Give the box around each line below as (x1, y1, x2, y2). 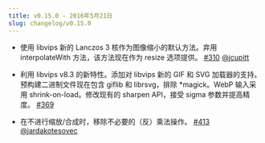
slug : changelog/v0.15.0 (8, 19, 92, 27)
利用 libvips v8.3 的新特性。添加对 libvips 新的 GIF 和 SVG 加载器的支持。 (19, 69, 262, 79)
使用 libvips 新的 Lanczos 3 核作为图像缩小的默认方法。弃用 (19, 42, 218, 52)
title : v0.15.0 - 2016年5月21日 (8, 11, 113, 20)
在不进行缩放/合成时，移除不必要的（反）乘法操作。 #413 (19, 116, 210, 126)
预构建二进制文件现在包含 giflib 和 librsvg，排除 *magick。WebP (19, 80, 234, 89)
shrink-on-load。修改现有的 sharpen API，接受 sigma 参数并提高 (29, 89, 243, 99)
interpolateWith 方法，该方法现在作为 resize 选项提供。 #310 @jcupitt (19, 52, 250, 62)
